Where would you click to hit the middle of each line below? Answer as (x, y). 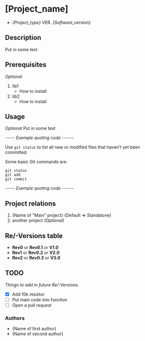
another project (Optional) (38, 220)
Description (23, 38)
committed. (16, 152)
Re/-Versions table (34, 236)
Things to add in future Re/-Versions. (42, 285)
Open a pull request (32, 305)
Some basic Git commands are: (36, 162)
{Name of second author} (38, 334)
